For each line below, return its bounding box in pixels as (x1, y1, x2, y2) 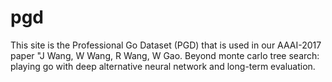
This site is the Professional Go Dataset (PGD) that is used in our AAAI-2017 (10, 39, 322, 51)
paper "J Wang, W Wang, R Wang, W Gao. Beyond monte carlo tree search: (10, 49, 320, 61)
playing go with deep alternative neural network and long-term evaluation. (10, 60, 316, 72)
